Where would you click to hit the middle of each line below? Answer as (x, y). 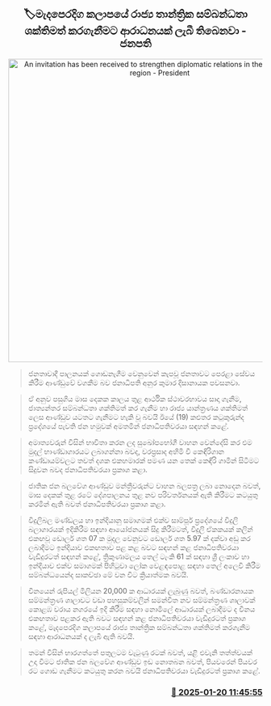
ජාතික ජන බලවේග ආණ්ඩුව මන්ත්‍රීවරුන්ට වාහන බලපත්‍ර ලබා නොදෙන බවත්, (144, 485)
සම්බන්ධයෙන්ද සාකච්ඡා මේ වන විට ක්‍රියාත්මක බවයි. (108, 574)
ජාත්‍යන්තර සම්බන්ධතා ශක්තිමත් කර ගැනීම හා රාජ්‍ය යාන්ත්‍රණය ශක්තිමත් (138, 408)
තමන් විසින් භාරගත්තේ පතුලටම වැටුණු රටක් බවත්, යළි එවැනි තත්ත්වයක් (140, 652)
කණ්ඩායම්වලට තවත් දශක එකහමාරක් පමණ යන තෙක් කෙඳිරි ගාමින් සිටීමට (144, 460)
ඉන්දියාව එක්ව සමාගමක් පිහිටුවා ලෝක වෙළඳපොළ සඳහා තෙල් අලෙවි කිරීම (144, 565)
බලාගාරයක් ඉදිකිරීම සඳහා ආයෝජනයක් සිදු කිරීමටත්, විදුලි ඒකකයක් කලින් (140, 529)
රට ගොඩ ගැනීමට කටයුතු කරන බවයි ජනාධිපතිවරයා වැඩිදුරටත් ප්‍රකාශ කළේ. (144, 670)
